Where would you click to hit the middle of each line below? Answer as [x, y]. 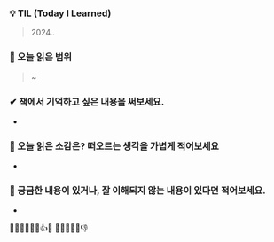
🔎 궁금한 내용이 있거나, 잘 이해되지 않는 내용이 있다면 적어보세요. [137, 191]
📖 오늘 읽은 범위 [41, 58]
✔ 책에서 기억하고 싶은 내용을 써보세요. [87, 102]
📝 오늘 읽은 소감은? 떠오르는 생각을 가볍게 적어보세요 [114, 146]
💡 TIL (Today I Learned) [60, 13]
